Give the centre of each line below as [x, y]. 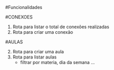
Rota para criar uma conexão [43, 32]
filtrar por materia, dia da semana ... [58, 62]
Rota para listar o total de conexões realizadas [61, 27]
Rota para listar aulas [34, 57]
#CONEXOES [19, 17]
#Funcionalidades [24, 7]
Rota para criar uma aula [38, 52]
